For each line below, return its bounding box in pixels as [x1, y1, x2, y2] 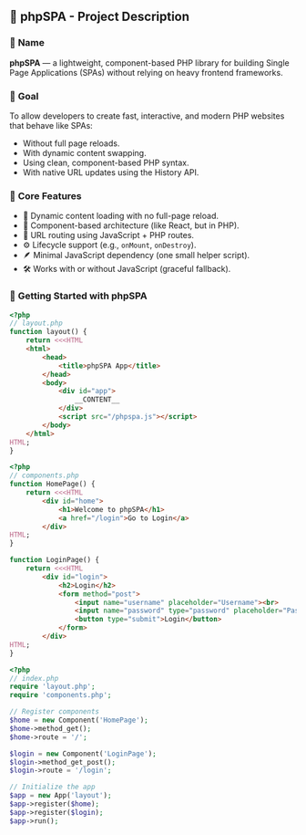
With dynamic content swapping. [22, 147, 148, 158]
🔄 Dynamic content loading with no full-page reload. [22, 211, 219, 222]
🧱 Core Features [9, 189, 82, 202]
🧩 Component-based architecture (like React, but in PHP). [22, 220, 240, 231]
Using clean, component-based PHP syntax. [22, 157, 189, 168]
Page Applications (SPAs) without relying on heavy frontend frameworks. [9, 67, 284, 78]
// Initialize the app [9, 782, 96, 792]
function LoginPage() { [9, 556, 100, 565]
